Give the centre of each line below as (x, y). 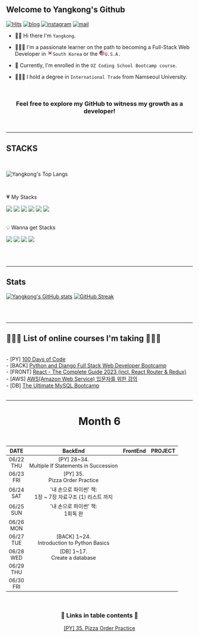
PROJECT (163, 451)
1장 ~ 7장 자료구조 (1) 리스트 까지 (74, 497)
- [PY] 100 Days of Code (36, 359)
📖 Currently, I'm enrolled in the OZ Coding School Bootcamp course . (96, 65)
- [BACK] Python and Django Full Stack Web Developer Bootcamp (86, 365)
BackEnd (73, 451)
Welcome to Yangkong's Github (66, 10)
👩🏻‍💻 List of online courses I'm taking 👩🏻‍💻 (84, 339)
